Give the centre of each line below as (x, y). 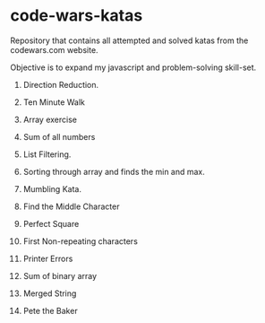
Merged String (50, 293)
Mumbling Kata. (52, 188)
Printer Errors (48, 258)
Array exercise (50, 119)
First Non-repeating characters (80, 241)
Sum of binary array (60, 275)
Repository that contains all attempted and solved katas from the (129, 40)
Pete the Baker (51, 310)
